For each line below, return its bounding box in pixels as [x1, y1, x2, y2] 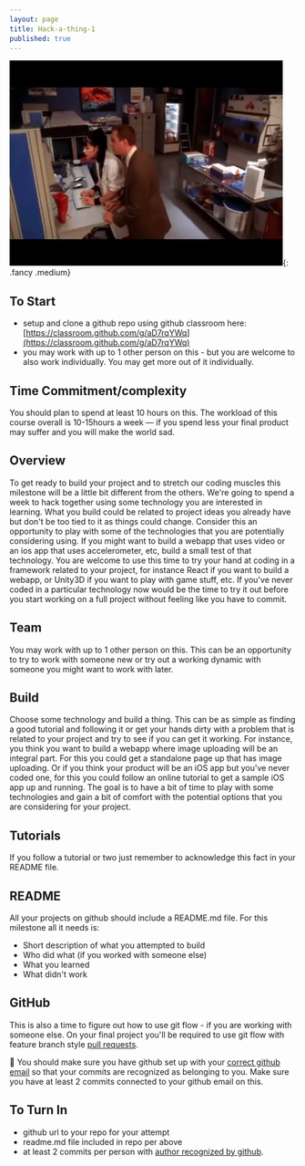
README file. [9, 862, 59, 873]
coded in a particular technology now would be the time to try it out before [9, 584, 289, 595]
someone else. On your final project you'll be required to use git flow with [9, 1029, 285, 1040]
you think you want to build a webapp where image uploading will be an [9, 744, 279, 755]
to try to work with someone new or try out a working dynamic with [9, 653, 261, 665]
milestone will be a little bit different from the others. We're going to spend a [9, 486, 295, 497]
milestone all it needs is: [9, 922, 100, 933]
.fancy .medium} [9, 267, 71, 278]
